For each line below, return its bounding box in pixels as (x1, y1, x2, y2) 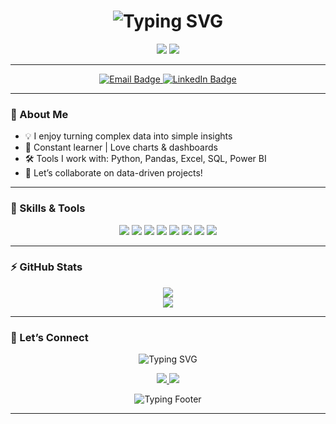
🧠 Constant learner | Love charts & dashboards (24, 141, 218, 154)
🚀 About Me (10, 107, 69, 121)
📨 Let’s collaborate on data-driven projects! (24, 167, 203, 179)
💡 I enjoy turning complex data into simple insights (24, 130, 233, 142)
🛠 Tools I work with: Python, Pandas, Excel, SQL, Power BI (24, 153, 267, 165)
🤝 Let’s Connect (10, 330, 89, 344)
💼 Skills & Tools (10, 201, 86, 215)
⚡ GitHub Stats (10, 260, 83, 274)
